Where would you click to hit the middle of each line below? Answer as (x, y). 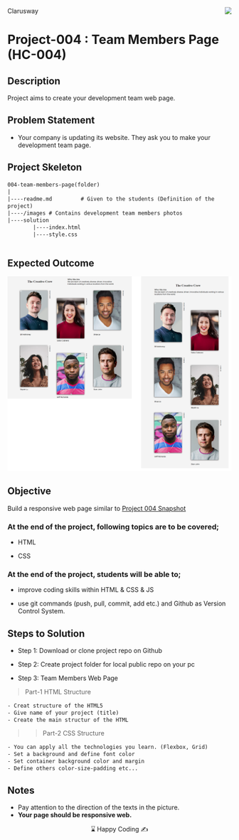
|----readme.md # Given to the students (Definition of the (111, 199)
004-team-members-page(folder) (54, 185)
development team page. (54, 145)
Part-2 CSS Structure (73, 733)
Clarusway (23, 11)
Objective (30, 491)
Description (34, 81)
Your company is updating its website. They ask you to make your (114, 137)
